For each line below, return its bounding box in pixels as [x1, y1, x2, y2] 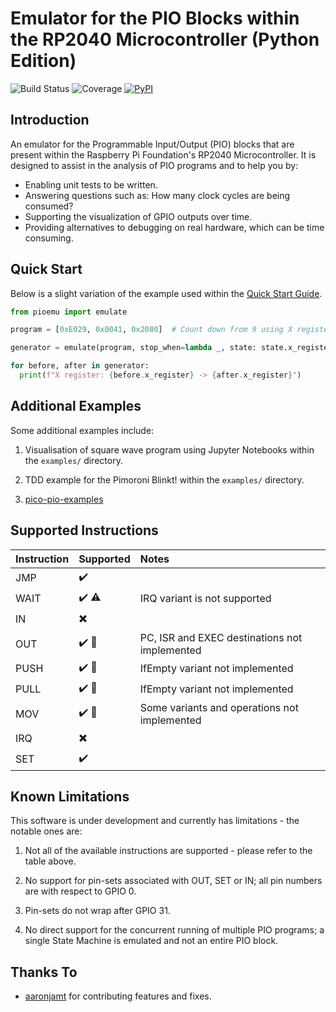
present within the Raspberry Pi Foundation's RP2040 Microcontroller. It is [10, 148, 317, 161]
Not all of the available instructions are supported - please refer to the [24, 845, 313, 857]
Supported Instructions [10, 522, 159, 539]
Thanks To [10, 963, 78, 981]
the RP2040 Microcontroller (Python [10, 28, 320, 51]
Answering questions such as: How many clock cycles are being [24, 189, 291, 201]
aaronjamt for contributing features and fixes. [24, 990, 212, 1002]
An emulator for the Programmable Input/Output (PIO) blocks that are [10, 138, 295, 150]
